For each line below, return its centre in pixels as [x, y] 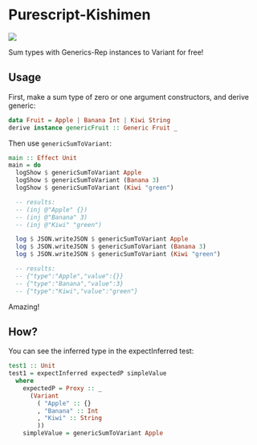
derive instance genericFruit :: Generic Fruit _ [93, 128]
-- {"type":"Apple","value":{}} [70, 276]
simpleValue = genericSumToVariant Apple [93, 433]
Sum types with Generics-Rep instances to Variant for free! [106, 52]
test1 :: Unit [32, 366]
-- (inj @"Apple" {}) [52, 210]
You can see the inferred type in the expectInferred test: [101, 351]
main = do [25, 165]
